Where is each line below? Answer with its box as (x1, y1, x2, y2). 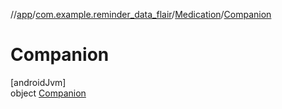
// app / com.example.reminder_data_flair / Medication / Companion (10, 9, 272, 20)
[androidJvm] (10, 76, 67, 88)
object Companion (10, 87, 87, 99)
